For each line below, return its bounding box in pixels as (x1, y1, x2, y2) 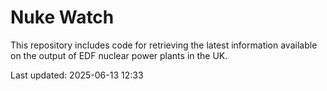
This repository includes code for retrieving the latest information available (10, 39, 318, 51)
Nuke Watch (10, 6, 115, 29)
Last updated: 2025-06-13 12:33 (10, 69, 144, 81)
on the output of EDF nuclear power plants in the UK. (10, 49, 228, 61)
